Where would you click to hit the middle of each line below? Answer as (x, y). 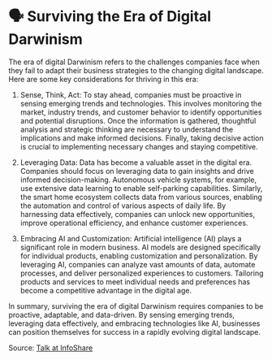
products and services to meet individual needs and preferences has (135, 281)
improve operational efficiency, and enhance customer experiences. (134, 223)
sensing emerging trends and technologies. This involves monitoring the (141, 103)
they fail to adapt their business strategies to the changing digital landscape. (136, 70)
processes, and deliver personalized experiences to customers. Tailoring (142, 273)
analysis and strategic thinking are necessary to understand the (127, 129)
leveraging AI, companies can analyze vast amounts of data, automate (138, 264)
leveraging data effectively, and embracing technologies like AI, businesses (134, 323)
